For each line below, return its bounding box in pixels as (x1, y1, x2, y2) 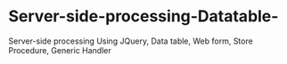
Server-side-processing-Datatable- (8, 6, 279, 27)
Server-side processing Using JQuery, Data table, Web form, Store (8, 36, 253, 46)
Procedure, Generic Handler (8, 44, 112, 55)
